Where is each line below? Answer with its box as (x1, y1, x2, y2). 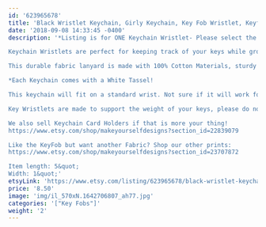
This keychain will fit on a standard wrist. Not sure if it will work (8, 91, 249, 99)
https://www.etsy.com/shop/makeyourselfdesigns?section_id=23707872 (8, 148, 239, 157)
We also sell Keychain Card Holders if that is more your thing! (8, 119, 228, 127)
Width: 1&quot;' (8, 170, 62, 178)
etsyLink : (8, 177, 41, 185)
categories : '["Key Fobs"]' (8, 199, 101, 207)
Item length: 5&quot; (8, 163, 80, 171)
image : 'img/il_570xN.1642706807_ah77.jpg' (8, 191, 154, 200)
